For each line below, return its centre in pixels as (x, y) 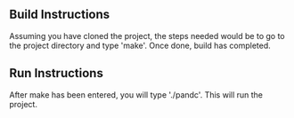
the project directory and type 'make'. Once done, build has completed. (140, 45)
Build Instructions (60, 15)
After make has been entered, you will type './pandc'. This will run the (136, 94)
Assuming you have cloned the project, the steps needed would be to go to (147, 35)
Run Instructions (57, 73)
